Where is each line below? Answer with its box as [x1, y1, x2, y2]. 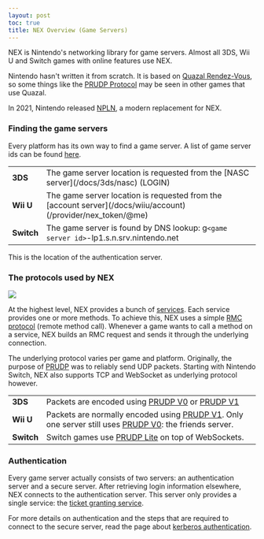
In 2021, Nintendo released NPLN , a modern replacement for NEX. [8, 103, 222, 113]
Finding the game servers [8, 123, 108, 134]
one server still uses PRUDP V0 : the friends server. [46, 418, 234, 429]
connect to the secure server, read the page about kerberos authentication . [8, 522, 252, 532]
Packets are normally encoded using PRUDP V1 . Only [46, 409, 244, 420]
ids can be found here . [8, 149, 82, 158]
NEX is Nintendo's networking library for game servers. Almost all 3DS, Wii [8, 48, 250, 58]
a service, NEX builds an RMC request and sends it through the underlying [8, 329, 249, 339]
